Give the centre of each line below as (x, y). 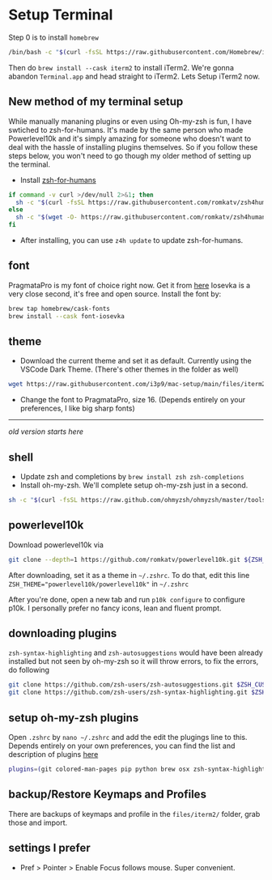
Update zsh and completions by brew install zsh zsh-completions (132, 477)
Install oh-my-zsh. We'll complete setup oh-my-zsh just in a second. (134, 485)
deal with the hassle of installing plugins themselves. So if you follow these (133, 147)
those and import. (38, 823)
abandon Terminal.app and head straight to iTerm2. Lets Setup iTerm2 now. (134, 76)
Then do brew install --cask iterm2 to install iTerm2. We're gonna (121, 67)
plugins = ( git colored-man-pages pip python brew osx (99, 769)
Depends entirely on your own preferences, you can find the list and (122, 746)
